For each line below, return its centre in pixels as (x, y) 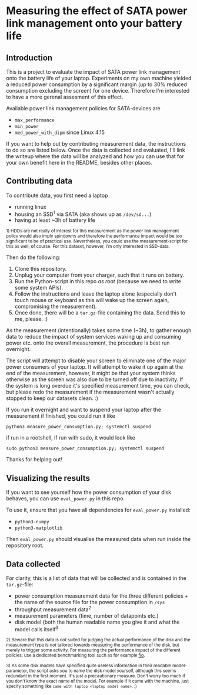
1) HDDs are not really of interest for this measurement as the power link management (93, 231)
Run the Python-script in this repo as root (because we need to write (98, 281)
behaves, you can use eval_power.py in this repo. (66, 499)
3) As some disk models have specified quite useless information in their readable (89, 666)
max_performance (34, 120)
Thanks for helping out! (34, 460)
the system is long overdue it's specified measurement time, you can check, (98, 386)
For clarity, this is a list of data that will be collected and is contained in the (96, 578)
